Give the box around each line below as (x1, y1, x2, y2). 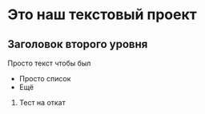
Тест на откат (18, 98, 66, 107)
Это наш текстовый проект (7, 6, 197, 24)
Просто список (18, 74, 71, 83)
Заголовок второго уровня (7, 37, 148, 51)
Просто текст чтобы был (7, 58, 91, 68)
